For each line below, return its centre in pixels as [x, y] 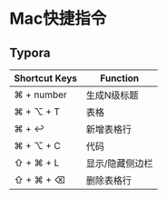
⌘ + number [41, 95]
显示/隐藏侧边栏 [119, 163]
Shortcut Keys [46, 78]
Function [119, 78]
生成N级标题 [112, 95]
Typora [30, 52]
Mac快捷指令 [58, 19]
